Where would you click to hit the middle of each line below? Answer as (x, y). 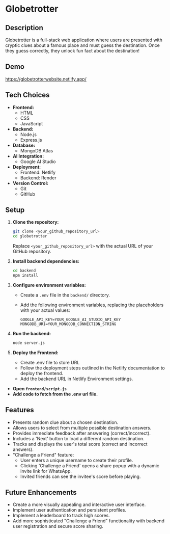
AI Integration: (28, 156)
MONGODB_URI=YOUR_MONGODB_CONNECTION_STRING (68, 324)
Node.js (29, 134)
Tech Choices (27, 95)
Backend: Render (38, 178)
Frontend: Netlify (38, 172)
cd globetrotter (30, 236)
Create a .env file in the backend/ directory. (65, 295)
